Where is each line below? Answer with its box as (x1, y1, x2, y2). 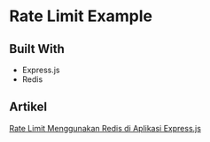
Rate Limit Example (9, 6, 153, 26)
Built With (9, 41, 65, 56)
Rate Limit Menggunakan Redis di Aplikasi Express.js (9, 123, 202, 133)
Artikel (9, 100, 47, 115)
